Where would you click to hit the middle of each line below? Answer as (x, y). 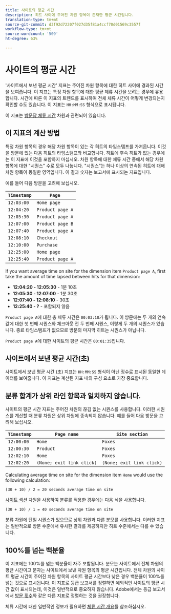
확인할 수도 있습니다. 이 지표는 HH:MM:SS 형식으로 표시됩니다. (66, 104)
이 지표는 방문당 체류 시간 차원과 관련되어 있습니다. (56, 115)
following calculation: (28, 480)
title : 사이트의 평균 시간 (30, 10)
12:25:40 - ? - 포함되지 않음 (41, 306)
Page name (67, 434)
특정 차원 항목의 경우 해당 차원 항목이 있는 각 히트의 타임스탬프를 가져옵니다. (81, 146)
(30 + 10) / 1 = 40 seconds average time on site (59, 510)
